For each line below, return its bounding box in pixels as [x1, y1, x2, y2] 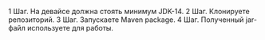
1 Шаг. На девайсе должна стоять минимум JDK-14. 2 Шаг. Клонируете [8, 7, 250, 16]
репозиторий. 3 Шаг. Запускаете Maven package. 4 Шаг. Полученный [8, 15, 244, 24]
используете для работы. [26, 24, 114, 32]
